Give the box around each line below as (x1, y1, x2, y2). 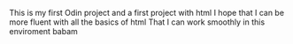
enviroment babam (9, 26, 78, 36)
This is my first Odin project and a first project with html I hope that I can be (9, 8, 285, 18)
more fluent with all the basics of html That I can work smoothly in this (9, 17, 266, 27)
